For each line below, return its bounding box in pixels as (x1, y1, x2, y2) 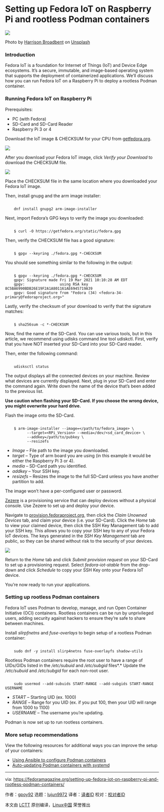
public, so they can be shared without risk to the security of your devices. (5, 538, 153, 544)
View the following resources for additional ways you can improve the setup (5, 743, 158, 749)
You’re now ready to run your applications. (5, 582, 91, 588)
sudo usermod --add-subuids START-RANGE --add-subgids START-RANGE (14, 681, 154, 686)
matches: (5, 308, 24, 314)
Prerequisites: (5, 106, 33, 112)
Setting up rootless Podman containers (5, 594, 100, 601)
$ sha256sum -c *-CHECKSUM (14, 322, 69, 327)
